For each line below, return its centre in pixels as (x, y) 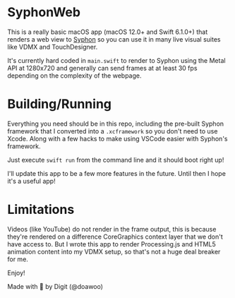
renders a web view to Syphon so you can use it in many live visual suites (114, 39)
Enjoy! (17, 273)
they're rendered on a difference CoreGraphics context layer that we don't (115, 237)
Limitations (41, 210)
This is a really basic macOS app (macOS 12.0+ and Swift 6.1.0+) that (108, 32)
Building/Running (59, 104)
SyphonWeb (44, 12)
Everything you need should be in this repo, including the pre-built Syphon (116, 124)
